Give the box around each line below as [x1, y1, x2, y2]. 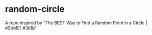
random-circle [5, 3, 65, 15]
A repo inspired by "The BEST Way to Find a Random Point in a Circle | [5, 20, 148, 26]
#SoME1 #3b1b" [5, 25, 37, 31]
